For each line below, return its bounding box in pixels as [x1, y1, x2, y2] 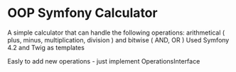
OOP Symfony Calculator [7, 5, 158, 21]
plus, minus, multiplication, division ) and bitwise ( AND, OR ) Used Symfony [7, 35, 230, 44]
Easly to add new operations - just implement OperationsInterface [7, 56, 200, 65]
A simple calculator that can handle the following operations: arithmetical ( [7, 28, 225, 37]
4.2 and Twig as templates [7, 43, 85, 52]
